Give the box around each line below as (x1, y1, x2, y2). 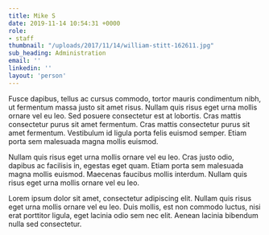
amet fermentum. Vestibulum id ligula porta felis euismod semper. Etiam (8, 128, 247, 138)
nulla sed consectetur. (8, 219, 82, 229)
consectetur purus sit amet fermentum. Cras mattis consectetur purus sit (8, 119, 250, 129)
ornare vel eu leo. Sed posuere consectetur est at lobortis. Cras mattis (8, 110, 242, 121)
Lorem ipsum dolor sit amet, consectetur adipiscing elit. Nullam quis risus (8, 193, 252, 203)
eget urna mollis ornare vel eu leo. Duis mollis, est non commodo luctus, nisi (8, 202, 261, 212)
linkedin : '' (8, 64, 52, 72)
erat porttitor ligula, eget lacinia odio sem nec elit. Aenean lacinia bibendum (8, 210, 259, 220)
